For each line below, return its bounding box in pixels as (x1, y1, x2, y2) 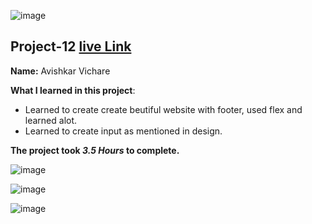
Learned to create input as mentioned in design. (24, 125, 223, 137)
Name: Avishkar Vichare (10, 65, 111, 77)
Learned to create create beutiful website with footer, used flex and (24, 103, 303, 115)
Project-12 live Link (10, 38, 132, 55)
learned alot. (24, 114, 78, 126)
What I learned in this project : (10, 84, 136, 96)
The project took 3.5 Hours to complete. (10, 144, 180, 156)
